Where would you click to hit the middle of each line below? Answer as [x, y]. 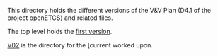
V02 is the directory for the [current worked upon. [80, 45]
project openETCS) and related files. [60, 18]
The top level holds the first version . [60, 32]
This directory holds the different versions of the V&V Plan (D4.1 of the [109, 10]
